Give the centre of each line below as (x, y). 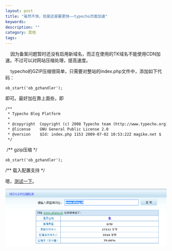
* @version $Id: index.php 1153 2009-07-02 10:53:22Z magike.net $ (84, 134)
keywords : (16, 22)
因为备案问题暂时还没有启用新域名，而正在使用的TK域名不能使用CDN (83, 54)
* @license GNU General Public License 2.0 (58, 129)
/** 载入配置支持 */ (25, 170)
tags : (11, 38)
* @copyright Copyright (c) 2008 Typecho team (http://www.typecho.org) (88, 124)
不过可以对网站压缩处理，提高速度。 (52, 60)
